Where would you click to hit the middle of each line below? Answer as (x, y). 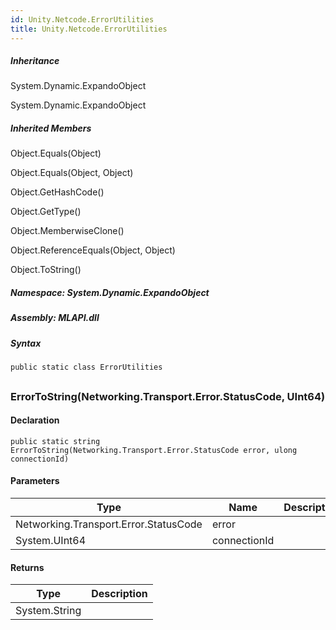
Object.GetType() (46, 212)
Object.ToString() (46, 270)
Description (119, 594)
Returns (27, 567)
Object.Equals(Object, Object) (72, 173)
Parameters (35, 481)
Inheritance (35, 61)
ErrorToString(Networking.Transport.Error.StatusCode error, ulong (154, 450)
